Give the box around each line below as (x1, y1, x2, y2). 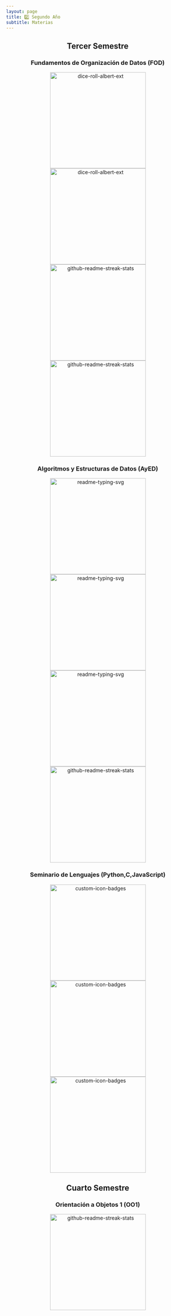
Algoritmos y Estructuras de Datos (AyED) (37, 464, 158, 472)
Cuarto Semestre (66, 1183, 130, 1193)
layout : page (6, 8, 38, 15)
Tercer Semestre (66, 41, 129, 51)
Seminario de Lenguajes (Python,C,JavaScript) (30, 871, 166, 879)
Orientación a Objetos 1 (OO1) (55, 1200, 141, 1208)
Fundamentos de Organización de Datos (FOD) (31, 58, 165, 67)
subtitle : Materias (6, 19, 54, 25)
